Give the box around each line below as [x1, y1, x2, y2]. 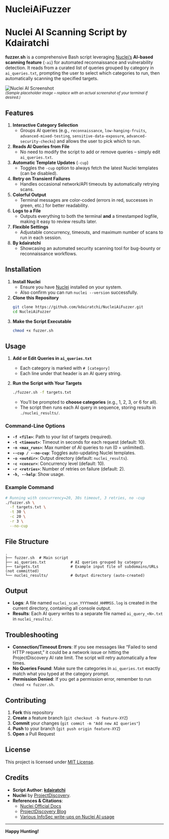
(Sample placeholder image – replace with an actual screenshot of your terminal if [5, 91, 148, 96]
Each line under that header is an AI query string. [20, 371, 122, 377]
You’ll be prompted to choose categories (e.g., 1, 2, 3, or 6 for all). [20, 399, 157, 405]
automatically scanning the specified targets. [5, 76, 99, 82]
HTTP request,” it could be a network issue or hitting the [12, 649, 129, 655]
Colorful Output [12, 192, 46, 198]
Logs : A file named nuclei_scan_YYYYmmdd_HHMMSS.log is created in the [12, 600, 157, 606]
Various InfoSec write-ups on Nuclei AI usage [20, 813, 115, 820]
